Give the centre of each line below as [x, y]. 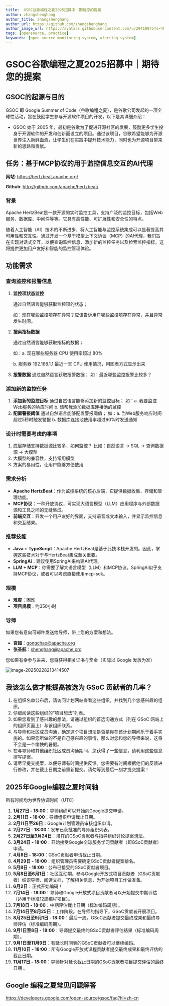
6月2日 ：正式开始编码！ [38, 886]
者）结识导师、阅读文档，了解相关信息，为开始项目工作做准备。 [79, 880]
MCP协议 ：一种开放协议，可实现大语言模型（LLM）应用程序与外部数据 [86, 504]
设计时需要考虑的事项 [31, 434]
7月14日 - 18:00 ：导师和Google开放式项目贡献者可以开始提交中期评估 [85, 893]
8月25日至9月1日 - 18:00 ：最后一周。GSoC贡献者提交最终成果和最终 [84, 918]
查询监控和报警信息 [29, 281]
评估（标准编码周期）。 [41, 924]
